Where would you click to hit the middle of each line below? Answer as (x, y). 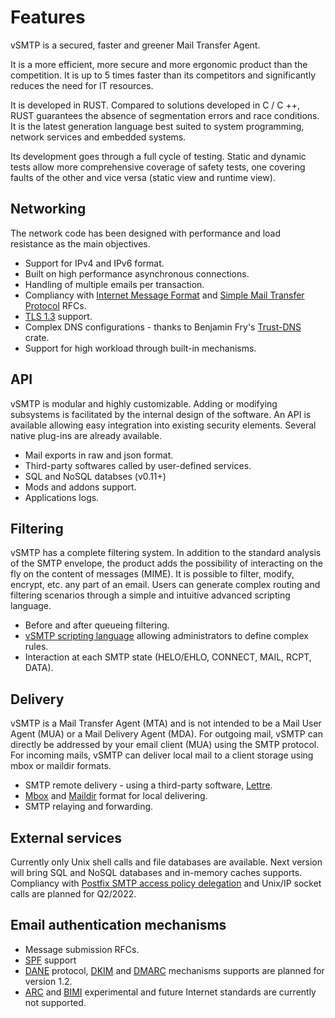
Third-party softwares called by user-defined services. (138, 465)
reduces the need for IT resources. (82, 85)
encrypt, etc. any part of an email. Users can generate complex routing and (165, 585)
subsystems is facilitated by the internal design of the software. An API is (161, 414)
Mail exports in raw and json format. (99, 455)
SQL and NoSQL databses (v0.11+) (95, 476)
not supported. (55, 1002)
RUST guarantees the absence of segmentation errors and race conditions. (165, 115)
